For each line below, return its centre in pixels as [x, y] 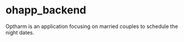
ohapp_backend [46, 10]
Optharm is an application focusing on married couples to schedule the [92, 26]
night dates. [20, 32]
